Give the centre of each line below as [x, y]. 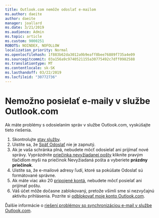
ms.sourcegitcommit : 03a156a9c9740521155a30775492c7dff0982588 [70, 59]
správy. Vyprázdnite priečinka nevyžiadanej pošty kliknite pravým [77, 155]
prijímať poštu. [26, 186]
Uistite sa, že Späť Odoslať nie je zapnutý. [54, 144]
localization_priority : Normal [36, 50]
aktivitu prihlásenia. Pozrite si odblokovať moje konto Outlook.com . [78, 196]
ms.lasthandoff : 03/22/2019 [33, 73]
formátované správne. [34, 175]
